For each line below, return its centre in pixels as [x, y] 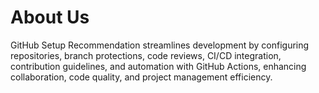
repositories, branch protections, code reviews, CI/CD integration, [146, 55]
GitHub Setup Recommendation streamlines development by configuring [160, 45]
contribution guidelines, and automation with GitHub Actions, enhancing [158, 66]
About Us [50, 17]
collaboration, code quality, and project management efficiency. [141, 77]
